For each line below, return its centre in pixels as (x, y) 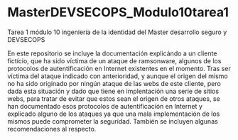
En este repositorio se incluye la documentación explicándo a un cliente (112, 53)
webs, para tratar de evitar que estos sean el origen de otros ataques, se (114, 98)
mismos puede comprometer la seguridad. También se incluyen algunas (113, 121)
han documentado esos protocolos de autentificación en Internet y (105, 106)
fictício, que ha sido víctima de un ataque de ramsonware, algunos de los (114, 60)
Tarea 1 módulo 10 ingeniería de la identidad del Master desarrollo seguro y (117, 32)
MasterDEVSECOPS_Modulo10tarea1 (118, 12)
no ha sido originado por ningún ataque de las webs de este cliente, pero (114, 83)
